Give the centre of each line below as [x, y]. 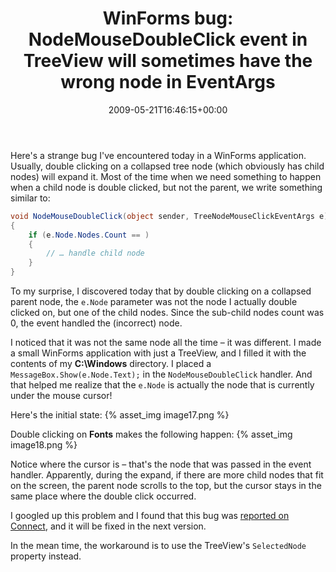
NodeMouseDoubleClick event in [168, 39]
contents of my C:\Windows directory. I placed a [111, 364]
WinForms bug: [168, 18]
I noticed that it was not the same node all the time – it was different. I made [166, 343]
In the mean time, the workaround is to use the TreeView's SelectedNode [158, 546]
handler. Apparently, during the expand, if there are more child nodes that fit [167, 475]
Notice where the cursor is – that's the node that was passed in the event [161, 464]
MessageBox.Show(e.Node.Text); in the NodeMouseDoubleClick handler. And [161, 374]
